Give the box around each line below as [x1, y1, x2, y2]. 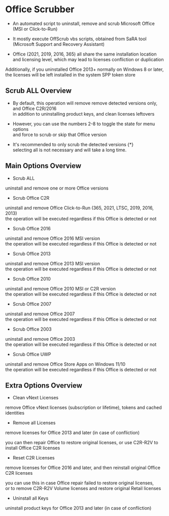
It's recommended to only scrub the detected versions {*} [12, 141, 133, 147]
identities [5, 410, 24, 416]
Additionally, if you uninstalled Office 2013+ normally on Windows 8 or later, [5, 66, 164, 72]
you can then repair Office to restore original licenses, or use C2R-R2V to [5, 440, 158, 446]
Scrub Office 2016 [12, 225, 51, 231]
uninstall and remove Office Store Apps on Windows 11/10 [5, 361, 126, 367]
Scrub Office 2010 [12, 276, 51, 282]
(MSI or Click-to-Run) [12, 25, 58, 32]
